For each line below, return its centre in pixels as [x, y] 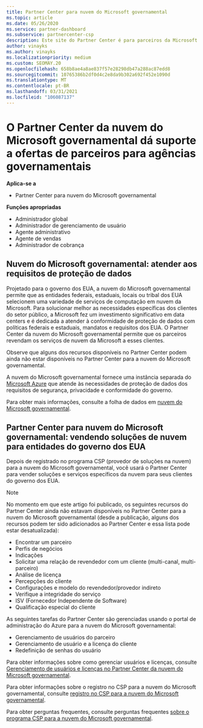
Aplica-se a [21, 183]
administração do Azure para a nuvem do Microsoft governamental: [91, 626]
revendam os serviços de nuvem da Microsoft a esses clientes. [85, 340]
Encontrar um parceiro [43, 542]
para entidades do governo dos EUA [76, 447]
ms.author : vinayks [31, 52]
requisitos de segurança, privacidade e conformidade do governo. [90, 390]
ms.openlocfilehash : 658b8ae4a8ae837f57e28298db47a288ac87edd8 [88, 69]
